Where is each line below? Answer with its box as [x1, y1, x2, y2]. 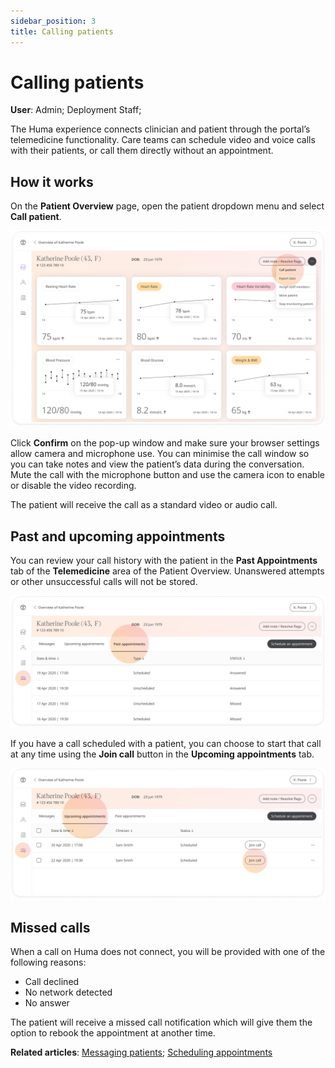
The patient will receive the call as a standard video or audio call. [10, 499, 278, 511]
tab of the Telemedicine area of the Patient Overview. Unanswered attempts [10, 565, 325, 577]
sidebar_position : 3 [10, 16, 97, 26]
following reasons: [10, 956, 87, 969]
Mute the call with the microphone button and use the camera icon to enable [10, 469, 325, 481]
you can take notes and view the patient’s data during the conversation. [10, 458, 305, 470]
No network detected [24, 986, 113, 999]
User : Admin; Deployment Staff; [10, 104, 142, 116]
